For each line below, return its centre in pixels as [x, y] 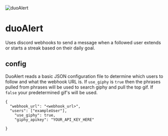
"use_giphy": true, [35, 115]
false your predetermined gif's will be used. [51, 92]
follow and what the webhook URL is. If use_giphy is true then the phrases [83, 81]
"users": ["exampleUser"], [38, 111]
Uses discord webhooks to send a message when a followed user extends [83, 42]
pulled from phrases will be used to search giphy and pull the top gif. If [79, 87]
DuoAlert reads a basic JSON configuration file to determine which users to [84, 76]
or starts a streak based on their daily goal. [50, 48]
